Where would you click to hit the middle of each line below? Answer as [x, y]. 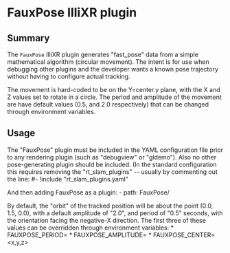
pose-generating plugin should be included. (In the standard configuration [112, 164]
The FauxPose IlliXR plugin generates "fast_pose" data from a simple [103, 54]
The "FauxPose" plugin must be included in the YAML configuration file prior [115, 150]
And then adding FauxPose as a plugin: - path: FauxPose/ [89, 192]
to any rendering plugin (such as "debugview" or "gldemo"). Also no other [112, 157]
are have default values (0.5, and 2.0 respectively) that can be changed [108, 104]
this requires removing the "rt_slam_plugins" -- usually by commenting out [112, 172]
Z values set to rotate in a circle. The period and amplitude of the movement [114, 97]
